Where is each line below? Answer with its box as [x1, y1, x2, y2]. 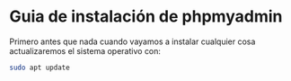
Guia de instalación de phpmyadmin [9, 6, 283, 27]
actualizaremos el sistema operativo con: [9, 45, 162, 56]
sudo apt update [9, 63, 70, 72]
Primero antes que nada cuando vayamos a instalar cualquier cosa [9, 36, 256, 47]
